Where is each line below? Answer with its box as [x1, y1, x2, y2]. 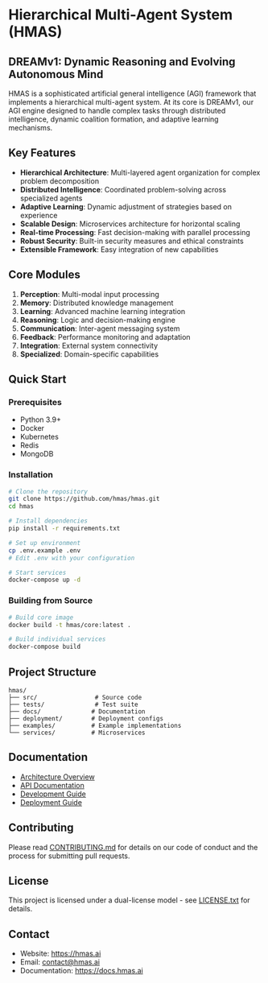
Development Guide [19, 789, 86, 799]
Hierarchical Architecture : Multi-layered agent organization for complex [19, 167, 261, 177]
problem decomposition [19, 176, 99, 186]
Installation [8, 469, 54, 481]
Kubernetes [19, 432, 59, 442]
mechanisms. [8, 123, 53, 132]
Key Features [8, 147, 76, 160]
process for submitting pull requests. [8, 851, 130, 861]
